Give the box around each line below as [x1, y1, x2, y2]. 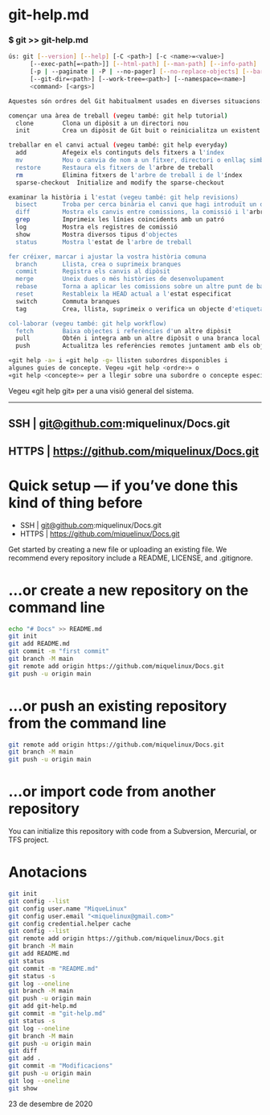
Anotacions [8, 863, 88, 882]
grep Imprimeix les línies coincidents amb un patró [15, 216, 225, 224]
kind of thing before [8, 493, 143, 512]
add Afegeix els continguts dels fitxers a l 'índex [15, 149, 225, 157]
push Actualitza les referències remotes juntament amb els [15, 342, 250, 350]
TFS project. [8, 835, 50, 845]
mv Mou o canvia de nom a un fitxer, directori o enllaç [15, 156, 247, 164]
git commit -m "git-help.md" [8, 1010, 106, 1018]
